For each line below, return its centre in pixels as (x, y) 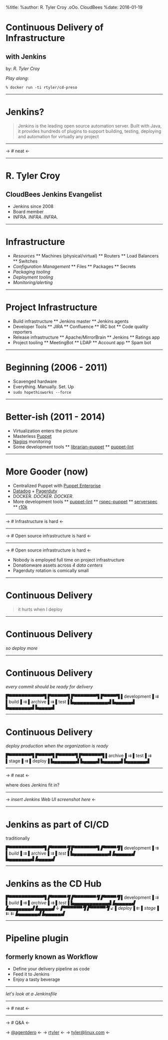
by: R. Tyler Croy (23, 69)
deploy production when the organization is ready (57, 746)
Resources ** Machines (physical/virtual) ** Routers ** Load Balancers (86, 255)
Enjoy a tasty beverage (36, 979)
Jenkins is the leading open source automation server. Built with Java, (90, 126)
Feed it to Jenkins (31, 974)
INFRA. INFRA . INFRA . (35, 217)
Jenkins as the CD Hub (54, 883)
